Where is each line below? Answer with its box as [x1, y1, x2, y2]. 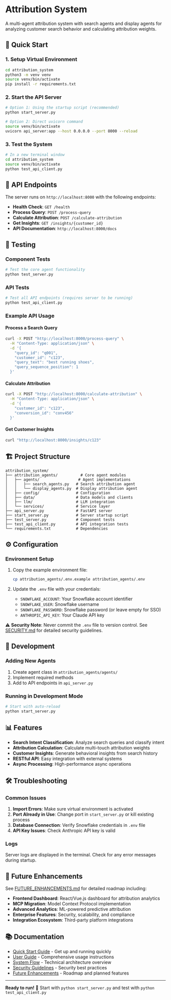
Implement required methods [12, 674, 74, 680]
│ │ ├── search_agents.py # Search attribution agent [5, 482, 136, 487]
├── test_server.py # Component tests [5, 517, 115, 522]
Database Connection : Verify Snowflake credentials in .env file [12, 822, 146, 828]
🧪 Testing [5, 240, 36, 249]
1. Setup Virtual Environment [5, 56, 77, 63]
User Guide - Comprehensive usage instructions [12, 954, 115, 960]
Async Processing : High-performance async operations [12, 761, 131, 767]
